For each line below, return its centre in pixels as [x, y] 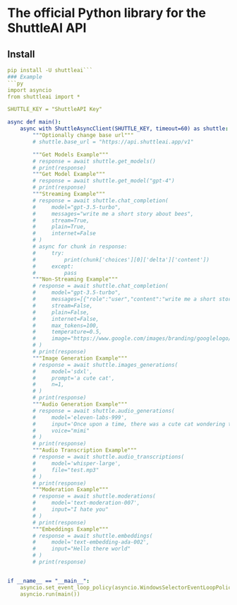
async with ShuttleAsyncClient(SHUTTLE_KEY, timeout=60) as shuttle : [124, 129]
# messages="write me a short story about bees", [113, 213]
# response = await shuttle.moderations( [95, 496]
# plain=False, [61, 312]
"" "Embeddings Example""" [71, 529]
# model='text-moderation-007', [86, 503]
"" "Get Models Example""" [71, 154]
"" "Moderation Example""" [71, 490]
